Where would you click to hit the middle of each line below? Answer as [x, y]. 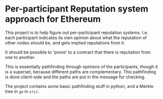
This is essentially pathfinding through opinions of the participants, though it [81, 67]
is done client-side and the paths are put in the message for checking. [75, 77]
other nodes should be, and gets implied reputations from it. [65, 42]
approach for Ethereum [53, 19]
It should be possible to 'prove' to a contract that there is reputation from [78, 52]
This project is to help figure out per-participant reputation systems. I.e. [77, 32]
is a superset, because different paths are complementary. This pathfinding [81, 71]
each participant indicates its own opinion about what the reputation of [76, 38]
